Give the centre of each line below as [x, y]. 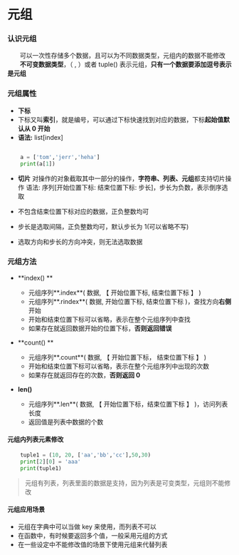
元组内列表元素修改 [36, 439]
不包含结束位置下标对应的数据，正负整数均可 [83, 211]
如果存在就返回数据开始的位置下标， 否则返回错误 [100, 328]
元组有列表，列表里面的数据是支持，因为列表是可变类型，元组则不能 [124, 483]
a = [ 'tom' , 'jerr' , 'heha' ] [60, 157]
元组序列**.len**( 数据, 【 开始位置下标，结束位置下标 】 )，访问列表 [128, 404]
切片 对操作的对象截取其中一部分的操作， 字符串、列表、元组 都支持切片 [121, 178]
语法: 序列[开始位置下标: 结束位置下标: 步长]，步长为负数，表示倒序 [124, 187]
